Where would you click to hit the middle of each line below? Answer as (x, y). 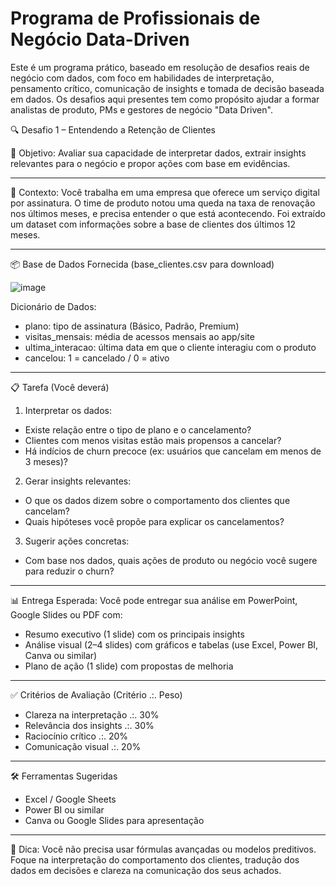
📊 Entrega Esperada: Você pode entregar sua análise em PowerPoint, (154, 600)
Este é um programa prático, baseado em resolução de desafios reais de (160, 67)
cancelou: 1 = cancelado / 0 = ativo (97, 358)
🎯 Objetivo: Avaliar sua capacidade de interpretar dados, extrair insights (158, 153)
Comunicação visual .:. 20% (83, 746)
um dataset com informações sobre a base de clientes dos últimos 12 (153, 224)
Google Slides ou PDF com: (66, 614)
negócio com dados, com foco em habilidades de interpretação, (142, 78)
